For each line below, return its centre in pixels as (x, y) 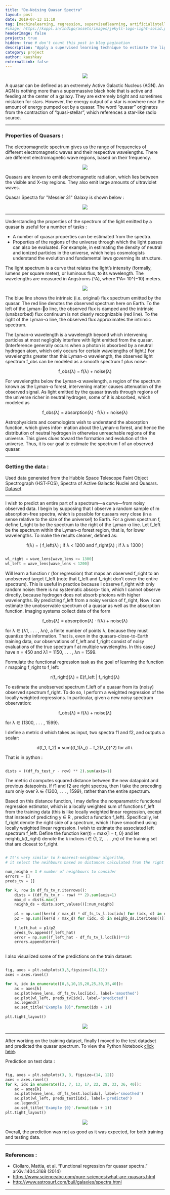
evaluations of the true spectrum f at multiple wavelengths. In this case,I (80, 647)
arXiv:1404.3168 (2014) (37, 1171)
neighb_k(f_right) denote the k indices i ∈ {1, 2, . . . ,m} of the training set (81, 839)
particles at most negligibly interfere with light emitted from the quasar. (79, 340)
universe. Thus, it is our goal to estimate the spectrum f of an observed (79, 444)
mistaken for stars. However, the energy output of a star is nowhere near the (85, 102)
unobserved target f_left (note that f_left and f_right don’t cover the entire (82, 579)
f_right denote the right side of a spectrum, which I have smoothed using (81, 823)
